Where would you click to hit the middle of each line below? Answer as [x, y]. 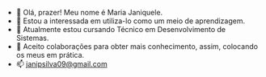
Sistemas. [32, 38]
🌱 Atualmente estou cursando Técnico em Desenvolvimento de [121, 29]
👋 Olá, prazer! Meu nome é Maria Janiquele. [89, 12]
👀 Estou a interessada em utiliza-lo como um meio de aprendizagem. [131, 21]
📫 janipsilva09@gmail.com [61, 64]
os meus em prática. [50, 55]
